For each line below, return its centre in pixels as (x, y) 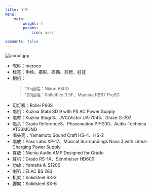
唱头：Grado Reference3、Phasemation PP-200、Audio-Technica (79, 123)
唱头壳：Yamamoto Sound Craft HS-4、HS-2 (58, 135)
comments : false (22, 42)
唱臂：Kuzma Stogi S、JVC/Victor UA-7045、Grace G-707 (72, 117)
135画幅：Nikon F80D (47, 88)
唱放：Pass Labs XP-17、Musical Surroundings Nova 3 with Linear (80, 141)
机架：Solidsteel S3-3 (34, 177)
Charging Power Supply (36, 147)
